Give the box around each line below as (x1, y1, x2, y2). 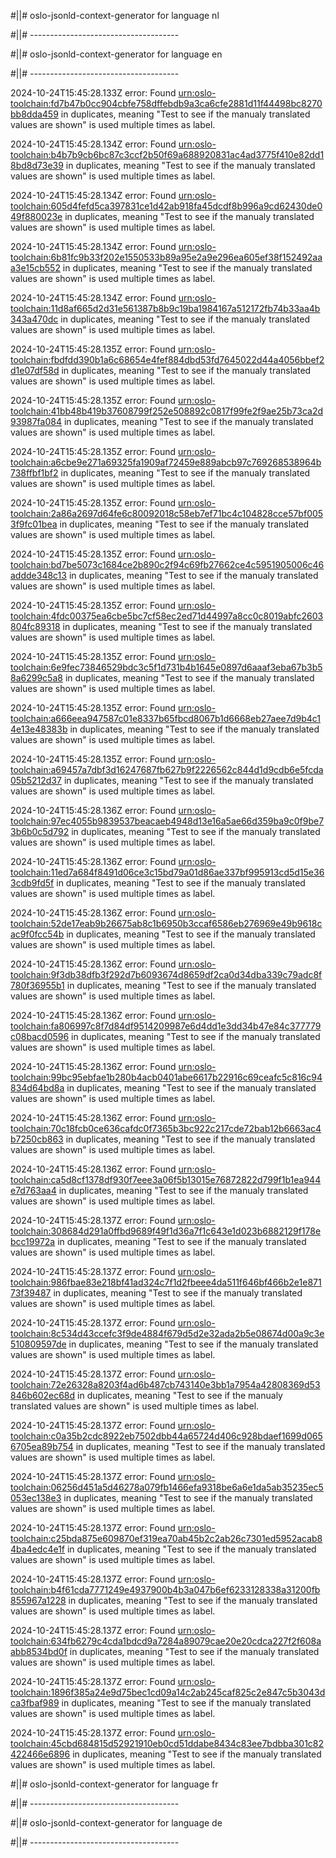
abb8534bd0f (10, 1646, 68, 1657)
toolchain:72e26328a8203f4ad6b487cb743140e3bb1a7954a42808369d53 (10, 1379, 321, 1390)
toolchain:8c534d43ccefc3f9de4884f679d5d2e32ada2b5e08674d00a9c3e (10, 1328, 325, 1339)
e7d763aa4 (10, 1185, 57, 1196)
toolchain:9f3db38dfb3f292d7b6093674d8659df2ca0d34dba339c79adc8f (10, 969, 323, 980)
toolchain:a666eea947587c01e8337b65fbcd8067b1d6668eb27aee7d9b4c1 (10, 713, 322, 724)
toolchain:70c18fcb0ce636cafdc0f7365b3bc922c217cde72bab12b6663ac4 (10, 1123, 322, 1134)
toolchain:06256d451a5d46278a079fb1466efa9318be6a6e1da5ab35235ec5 (10, 1481, 324, 1493)
